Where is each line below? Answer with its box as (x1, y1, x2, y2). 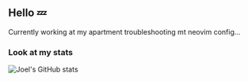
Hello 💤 (8, 6, 48, 20)
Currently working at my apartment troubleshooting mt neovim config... (8, 27, 241, 36)
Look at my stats (8, 46, 74, 57)
